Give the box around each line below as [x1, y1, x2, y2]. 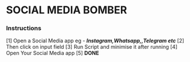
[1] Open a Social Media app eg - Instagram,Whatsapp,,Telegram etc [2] [6, 37, 184, 44]
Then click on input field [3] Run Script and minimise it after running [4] [6, 43, 178, 50]
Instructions [6, 24, 42, 32]
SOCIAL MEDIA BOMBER [6, 3, 127, 17]
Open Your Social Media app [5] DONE [6, 50, 99, 57]
